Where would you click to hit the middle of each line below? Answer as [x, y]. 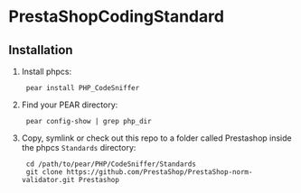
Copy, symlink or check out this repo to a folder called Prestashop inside [156, 138]
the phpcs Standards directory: [79, 147]
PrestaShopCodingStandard [117, 17]
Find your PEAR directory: [70, 105]
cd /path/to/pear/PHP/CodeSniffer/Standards [111, 164]
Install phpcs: [47, 71]
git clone [44, 172]
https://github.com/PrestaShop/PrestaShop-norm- [160, 172]
